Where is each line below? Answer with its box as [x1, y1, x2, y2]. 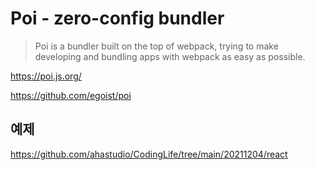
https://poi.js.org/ [10, 70, 82, 82]
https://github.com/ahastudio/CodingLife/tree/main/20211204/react [10, 148, 288, 160]
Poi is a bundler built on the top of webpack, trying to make [34, 40, 279, 52]
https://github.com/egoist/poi [10, 89, 132, 101]
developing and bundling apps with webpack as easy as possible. [34, 50, 306, 62]
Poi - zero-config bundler [10, 7, 225, 30]
